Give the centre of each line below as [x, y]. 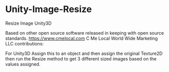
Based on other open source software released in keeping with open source [84, 33]
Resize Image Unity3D [28, 23]
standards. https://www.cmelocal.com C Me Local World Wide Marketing [82, 38]
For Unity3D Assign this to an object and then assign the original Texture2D [84, 53]
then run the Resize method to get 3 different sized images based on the [81, 58]
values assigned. [23, 64]
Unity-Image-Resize [49, 9]
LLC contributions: [25, 43]
